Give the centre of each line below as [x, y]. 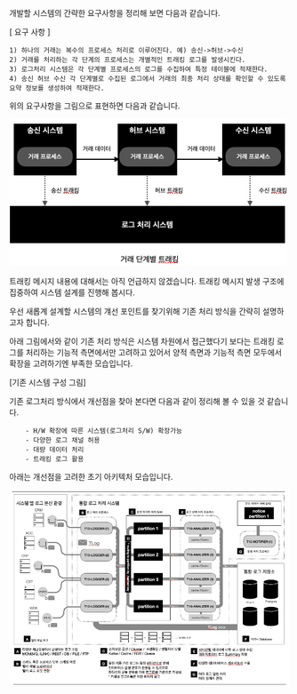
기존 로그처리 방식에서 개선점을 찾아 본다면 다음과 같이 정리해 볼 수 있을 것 [137, 401]
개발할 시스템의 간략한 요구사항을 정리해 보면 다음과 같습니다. [115, 13]
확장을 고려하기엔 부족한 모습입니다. [71, 363]
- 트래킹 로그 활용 [55, 459]
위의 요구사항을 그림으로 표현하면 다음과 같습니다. [95, 106]
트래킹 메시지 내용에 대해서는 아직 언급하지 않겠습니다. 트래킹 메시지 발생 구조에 [147, 281]
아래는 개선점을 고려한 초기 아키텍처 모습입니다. [91, 477]
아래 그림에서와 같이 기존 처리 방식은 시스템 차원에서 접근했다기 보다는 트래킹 [142, 341]
